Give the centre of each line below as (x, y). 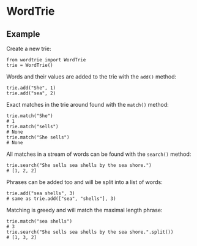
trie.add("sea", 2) (31, 93)
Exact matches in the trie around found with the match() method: (88, 105)
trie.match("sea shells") (39, 221)
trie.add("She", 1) (31, 88)
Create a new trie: (29, 48)
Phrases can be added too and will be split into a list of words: (85, 182)
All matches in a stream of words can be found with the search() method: (99, 154)
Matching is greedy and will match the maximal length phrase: (84, 210)
